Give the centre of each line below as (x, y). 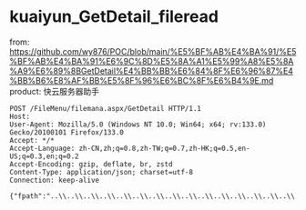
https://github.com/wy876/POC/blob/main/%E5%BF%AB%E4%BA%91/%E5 (153, 51)
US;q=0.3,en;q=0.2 (44, 156)
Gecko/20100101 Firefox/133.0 (67, 132)
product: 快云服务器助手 (55, 91)
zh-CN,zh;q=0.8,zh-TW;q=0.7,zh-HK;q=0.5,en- (164, 148)
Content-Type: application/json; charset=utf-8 (102, 172)
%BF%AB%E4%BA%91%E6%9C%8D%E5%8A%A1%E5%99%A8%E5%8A (152, 61)
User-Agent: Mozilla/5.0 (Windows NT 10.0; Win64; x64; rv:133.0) (138, 125)
